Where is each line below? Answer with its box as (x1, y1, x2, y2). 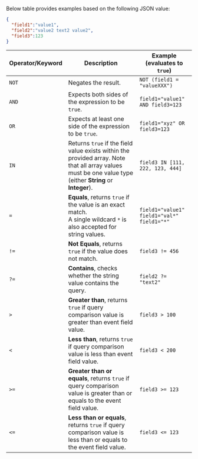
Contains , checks (68, 264, 118, 273)
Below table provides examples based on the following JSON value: (6, 5, 170, 12)
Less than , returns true (68, 335, 133, 344)
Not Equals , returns (68, 240, 123, 248)
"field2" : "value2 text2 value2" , (11, 27, 94, 33)
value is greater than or (68, 389, 133, 397)
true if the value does (68, 247, 128, 256)
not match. (68, 254, 98, 263)
